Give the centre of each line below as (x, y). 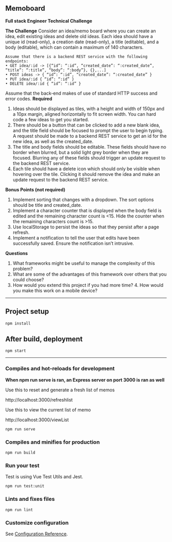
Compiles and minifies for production (52, 442)
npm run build (20, 453)
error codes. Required (29, 98)
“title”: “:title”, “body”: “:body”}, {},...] (56, 70)
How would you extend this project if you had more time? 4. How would (88, 285)
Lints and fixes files (30, 499)
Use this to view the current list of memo (48, 410)
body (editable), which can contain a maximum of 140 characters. (74, 47)
